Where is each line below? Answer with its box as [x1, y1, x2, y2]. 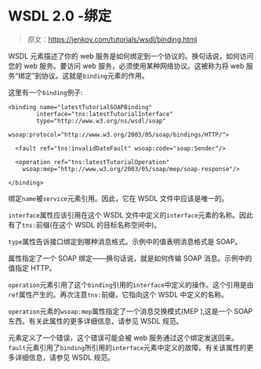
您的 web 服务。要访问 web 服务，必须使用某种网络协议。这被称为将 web [8, 60, 245, 71]
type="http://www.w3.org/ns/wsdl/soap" [36, 117, 167, 125]
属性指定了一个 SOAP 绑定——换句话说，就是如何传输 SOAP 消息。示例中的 [8, 253, 252, 263]
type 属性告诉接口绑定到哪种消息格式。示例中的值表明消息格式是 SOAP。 [8, 236, 242, 246]
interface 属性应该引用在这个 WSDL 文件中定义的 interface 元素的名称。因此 [8, 210, 253, 220]
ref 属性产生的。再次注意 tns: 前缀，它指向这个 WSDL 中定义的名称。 [8, 290, 229, 299]
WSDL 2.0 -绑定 [8, 7, 112, 25]
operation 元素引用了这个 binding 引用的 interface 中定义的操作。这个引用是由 [8, 279, 254, 289]
